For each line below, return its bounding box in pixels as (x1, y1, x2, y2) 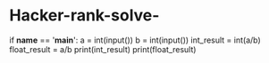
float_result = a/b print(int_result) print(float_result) (9, 43, 197, 54)
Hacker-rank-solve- (9, 5, 160, 26)
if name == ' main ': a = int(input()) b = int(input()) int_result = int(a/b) (9, 35, 261, 45)
